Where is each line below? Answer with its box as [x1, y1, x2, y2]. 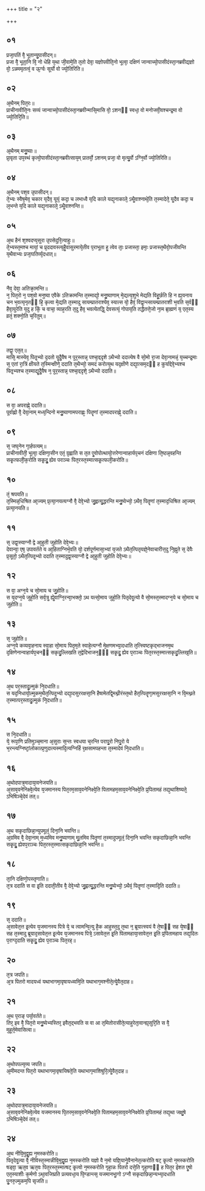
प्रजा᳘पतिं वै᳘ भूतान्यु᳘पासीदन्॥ [6, 51, 57, 59]
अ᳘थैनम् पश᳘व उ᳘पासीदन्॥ [6, 189, 52, 196]
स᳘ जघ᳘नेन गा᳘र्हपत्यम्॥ [6, 442, 47, 450]
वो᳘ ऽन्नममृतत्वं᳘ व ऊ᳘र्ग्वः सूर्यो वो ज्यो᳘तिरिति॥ [6, 65, 84, 72]
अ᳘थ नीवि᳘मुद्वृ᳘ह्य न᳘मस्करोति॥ [6, 1149, 58, 1157]
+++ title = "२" [6, 5, 43, 12]
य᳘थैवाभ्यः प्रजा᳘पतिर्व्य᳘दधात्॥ [6, 251, 57, 258]
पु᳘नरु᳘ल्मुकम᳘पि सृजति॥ [6, 1177, 48, 1184]
